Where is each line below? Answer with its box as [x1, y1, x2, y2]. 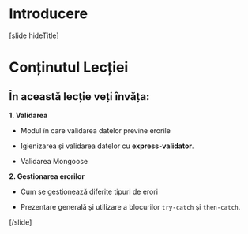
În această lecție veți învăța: [9, 90, 150, 103]
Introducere [9, 5, 88, 23]
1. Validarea [9, 110, 48, 120]
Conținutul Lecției [9, 58, 129, 76]
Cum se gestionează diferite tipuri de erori [20, 187, 159, 196]
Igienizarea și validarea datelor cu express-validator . [20, 141, 194, 150]
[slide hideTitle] [9, 31, 59, 40]
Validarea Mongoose [20, 156, 88, 165]
